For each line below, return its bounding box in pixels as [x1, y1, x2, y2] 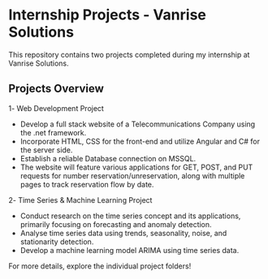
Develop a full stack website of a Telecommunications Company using [19, 119, 256, 129]
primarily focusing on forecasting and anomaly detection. [19, 219, 213, 229]
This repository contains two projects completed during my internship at [8, 49, 250, 59]
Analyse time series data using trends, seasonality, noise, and [19, 228, 227, 238]
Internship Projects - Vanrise [8, 6, 207, 24]
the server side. [19, 144, 73, 155]
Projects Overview [8, 82, 104, 96]
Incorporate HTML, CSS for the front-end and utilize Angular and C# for [19, 136, 261, 146]
